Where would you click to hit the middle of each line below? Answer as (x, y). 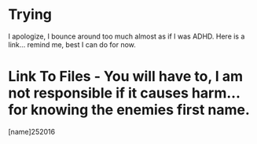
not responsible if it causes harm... (124, 93)
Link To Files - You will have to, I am (126, 77)
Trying (30, 15)
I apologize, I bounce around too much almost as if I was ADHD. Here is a (127, 36)
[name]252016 (32, 131)
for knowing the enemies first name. (129, 110)
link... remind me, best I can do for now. (72, 44)
